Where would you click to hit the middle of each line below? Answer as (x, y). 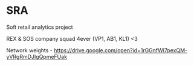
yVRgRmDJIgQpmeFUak (37, 56)
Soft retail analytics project (40, 27)
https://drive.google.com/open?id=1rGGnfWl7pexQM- (121, 50)
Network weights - (30, 50)
